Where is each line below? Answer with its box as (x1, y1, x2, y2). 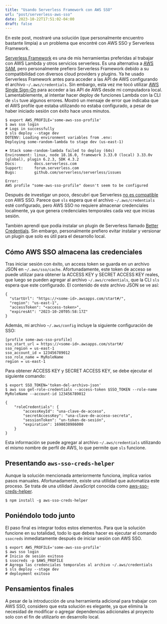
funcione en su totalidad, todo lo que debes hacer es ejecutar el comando (5, 530, 157, 536)
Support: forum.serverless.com (5, 165, 79, 171)
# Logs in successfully (5, 127, 55, 132)
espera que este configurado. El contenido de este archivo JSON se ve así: (5, 282, 160, 288)
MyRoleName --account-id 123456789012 (5, 392, 86, 397)
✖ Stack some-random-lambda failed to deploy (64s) (5, 148, 115, 154)
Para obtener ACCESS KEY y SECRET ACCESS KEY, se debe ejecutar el (5, 368, 153, 374)
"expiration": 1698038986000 (23, 422, 84, 427)
